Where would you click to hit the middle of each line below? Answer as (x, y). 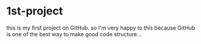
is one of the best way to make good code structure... (74, 34)
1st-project (35, 11)
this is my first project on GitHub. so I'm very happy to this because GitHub (101, 28)
